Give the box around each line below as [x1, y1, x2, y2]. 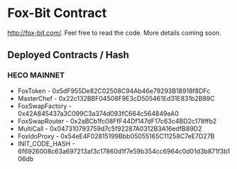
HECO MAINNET [7, 70, 65, 80]
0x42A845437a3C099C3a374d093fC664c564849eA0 [17, 109, 180, 118]
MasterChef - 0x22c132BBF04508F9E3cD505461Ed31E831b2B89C [17, 94, 215, 102]
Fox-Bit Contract [7, 5, 107, 21]
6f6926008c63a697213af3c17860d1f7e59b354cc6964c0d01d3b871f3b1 [17, 147, 231, 156]
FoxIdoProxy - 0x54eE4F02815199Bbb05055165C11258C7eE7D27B [17, 131, 215, 140]
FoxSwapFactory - [17, 102, 72, 110]
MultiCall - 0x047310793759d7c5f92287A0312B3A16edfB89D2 [17, 124, 202, 133]
